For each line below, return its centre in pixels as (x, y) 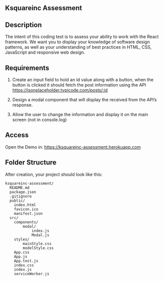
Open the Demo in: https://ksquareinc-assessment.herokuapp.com (73, 147)
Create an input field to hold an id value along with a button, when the (83, 80)
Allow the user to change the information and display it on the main (80, 115)
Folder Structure (31, 163)
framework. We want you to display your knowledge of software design (78, 42)
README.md (19, 187)
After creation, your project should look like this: (54, 174)
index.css (24, 265)
